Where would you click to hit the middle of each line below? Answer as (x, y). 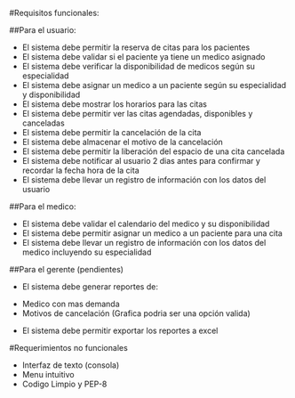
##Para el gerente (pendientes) (67, 269)
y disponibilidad (51, 94)
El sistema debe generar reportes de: (90, 287)
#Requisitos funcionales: (54, 13)
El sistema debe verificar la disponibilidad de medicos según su (139, 66)
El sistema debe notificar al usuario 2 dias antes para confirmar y (141, 161)
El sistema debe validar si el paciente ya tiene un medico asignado (144, 57)
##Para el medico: (43, 207)
